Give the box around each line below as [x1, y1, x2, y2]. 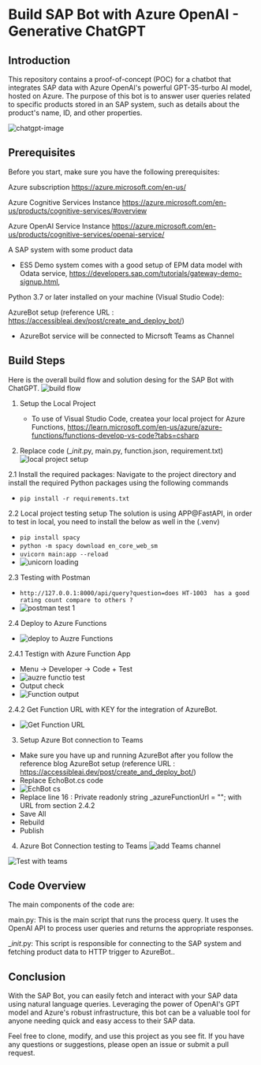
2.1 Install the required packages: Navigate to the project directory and [8, 469, 237, 479]
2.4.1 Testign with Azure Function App [8, 649, 132, 658]
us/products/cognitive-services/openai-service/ [8, 229, 165, 239]
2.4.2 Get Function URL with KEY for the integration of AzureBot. [8, 704, 218, 714]
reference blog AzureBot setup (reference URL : [19, 758, 176, 768]
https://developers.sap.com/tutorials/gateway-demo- [69, 268, 243, 277]
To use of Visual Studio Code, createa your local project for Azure [31, 414, 246, 423]
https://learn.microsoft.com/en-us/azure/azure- [66, 422, 222, 431]
